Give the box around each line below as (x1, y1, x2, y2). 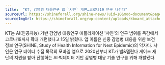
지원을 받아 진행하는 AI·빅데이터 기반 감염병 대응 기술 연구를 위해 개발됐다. (14, 55, 156, 61)
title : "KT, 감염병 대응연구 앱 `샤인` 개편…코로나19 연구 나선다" (5, 7, 128, 12)
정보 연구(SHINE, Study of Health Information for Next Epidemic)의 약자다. (5, 43, 153, 48)
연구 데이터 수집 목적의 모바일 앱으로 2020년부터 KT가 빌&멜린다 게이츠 (14, 48, 151, 54)
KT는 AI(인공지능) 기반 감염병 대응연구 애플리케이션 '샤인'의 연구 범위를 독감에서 (5, 30, 159, 36)
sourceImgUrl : (5, 16, 34, 21)
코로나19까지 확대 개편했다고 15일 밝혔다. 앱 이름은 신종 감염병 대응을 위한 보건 (5, 36, 155, 42)
